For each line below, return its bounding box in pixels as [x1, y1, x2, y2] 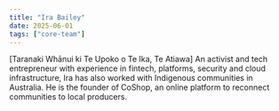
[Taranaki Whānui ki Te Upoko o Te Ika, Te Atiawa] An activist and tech [9, 54, 268, 65]
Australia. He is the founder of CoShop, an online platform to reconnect [9, 82, 270, 93]
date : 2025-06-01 [9, 21, 74, 30]
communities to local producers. [9, 91, 127, 102]
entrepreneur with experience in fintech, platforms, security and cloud [9, 63, 267, 74]
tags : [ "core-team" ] [9, 29, 86, 38]
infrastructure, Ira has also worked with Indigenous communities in [9, 73, 253, 83]
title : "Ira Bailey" [9, 12, 86, 22]
